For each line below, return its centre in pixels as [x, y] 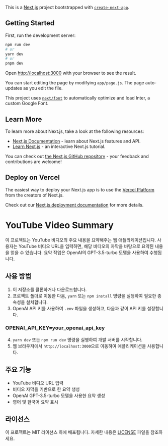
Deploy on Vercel [33, 178]
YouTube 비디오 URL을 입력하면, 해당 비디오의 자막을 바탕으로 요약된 [86, 246]
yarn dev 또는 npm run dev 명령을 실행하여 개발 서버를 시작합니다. [77, 339]
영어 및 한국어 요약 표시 [35, 402]
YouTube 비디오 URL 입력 [38, 383]
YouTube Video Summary [60, 225]
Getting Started [30, 23]
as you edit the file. [43, 88]
